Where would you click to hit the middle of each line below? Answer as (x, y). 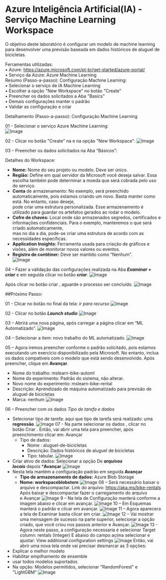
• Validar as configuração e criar (38, 107)
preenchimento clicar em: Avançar (47, 435)
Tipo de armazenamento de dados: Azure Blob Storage (77, 477)
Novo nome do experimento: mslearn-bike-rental (62, 383)
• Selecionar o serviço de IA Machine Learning (53, 85)
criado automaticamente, (38, 228)
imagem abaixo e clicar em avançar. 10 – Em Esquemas (85, 503)
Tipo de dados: (35, 440)
